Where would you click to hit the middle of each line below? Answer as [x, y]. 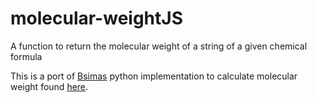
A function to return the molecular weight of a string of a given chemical [159, 46]
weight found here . [49, 86]
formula [26, 56]
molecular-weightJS [96, 18]
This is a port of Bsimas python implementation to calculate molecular [154, 76]
